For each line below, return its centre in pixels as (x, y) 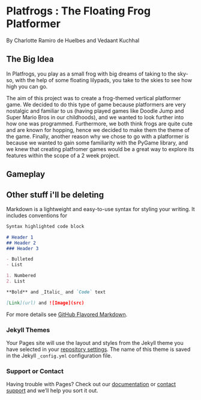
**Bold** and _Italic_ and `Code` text (56, 292)
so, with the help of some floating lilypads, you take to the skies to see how (99, 80)
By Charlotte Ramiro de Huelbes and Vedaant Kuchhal (73, 40)
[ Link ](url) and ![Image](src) (45, 303)
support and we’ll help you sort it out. (52, 390)
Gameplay (26, 174)
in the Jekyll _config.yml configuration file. (59, 356)
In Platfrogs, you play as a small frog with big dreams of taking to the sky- (97, 74)
